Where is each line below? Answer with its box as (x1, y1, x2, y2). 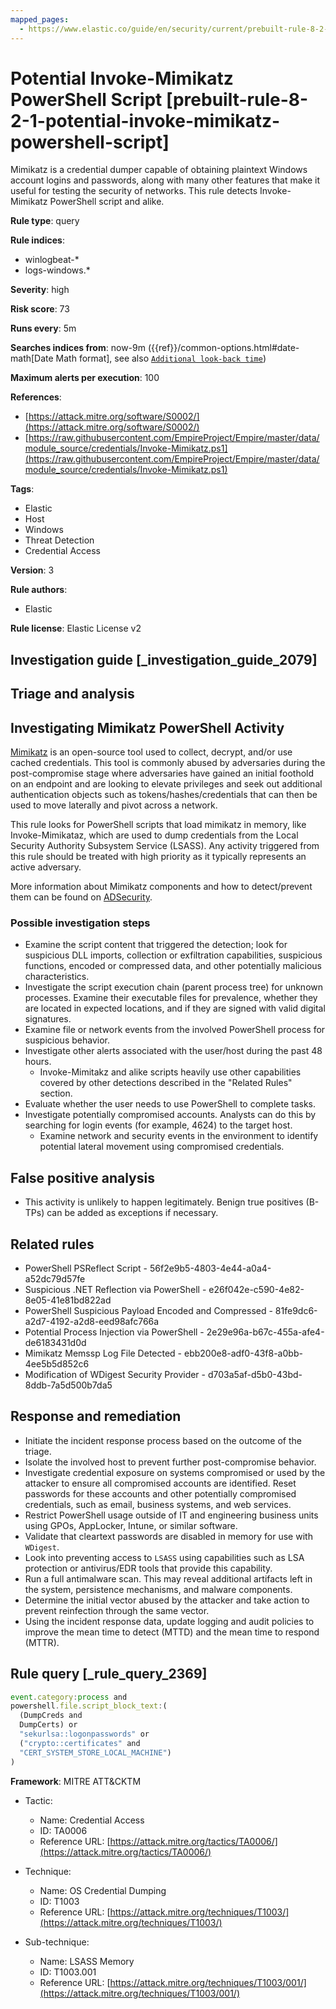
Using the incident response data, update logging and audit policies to (24, 1615, 315, 1627)
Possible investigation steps (10, 916, 151, 930)
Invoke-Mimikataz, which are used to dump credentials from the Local (10, 829, 299, 841)
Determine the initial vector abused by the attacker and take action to (24, 1594, 310, 1606)
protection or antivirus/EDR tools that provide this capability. (24, 1562, 273, 1574)
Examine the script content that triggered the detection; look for (24, 939, 288, 951)
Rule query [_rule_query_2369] (10, 1666, 208, 1683)
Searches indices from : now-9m (10, 342, 146, 354)
